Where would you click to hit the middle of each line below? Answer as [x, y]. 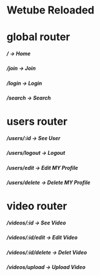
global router [38, 37]
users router [37, 122]
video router [37, 206]
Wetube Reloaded [51, 10]
